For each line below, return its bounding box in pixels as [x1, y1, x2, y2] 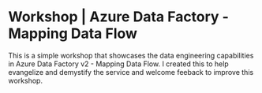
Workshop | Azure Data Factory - [8, 8, 229, 26]
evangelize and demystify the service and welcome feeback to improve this [8, 67, 254, 76]
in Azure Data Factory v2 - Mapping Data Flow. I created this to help [8, 59, 229, 69]
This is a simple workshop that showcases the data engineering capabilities [8, 50, 254, 60]
